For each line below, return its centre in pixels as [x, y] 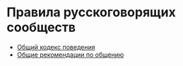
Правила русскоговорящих [91, 12]
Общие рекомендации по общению [70, 55]
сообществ [41, 27]
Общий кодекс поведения [56, 47]
